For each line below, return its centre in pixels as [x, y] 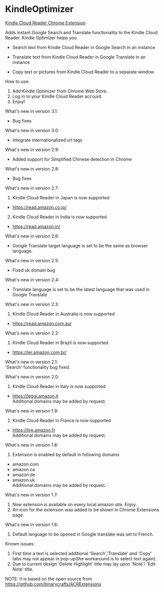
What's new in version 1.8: [32, 445]
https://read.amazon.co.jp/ [39, 207]
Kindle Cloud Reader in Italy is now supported [59, 386]
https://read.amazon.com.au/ [42, 323]
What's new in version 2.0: [32, 377]
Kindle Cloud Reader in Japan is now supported [61, 197]
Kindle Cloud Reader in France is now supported [61, 420]
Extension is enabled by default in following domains [66, 454]
